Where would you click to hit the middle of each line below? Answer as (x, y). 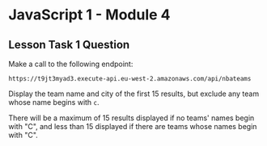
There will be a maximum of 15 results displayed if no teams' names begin (131, 118)
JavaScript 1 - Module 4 (89, 15)
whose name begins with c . (54, 102)
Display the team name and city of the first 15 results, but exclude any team (134, 94)
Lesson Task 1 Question (69, 45)
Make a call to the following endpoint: (71, 64)
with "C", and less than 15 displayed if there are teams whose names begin (133, 126)
